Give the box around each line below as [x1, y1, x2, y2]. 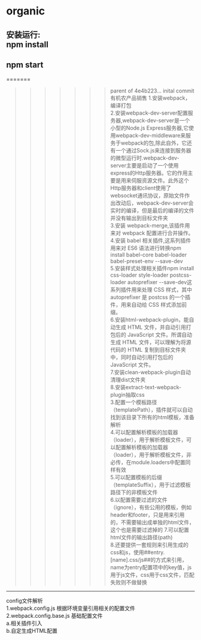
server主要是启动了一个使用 [110, 162, 179, 169]
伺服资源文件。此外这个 [131, 177, 190, 184]
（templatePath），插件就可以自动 [110, 406, 193, 414]
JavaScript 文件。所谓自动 [127, 331, 193, 339]
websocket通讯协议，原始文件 [110, 192, 185, 199]
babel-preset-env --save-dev [110, 258, 184, 265]
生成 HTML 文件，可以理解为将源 [110, 339, 191, 346]
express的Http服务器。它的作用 [110, 169, 188, 177]
